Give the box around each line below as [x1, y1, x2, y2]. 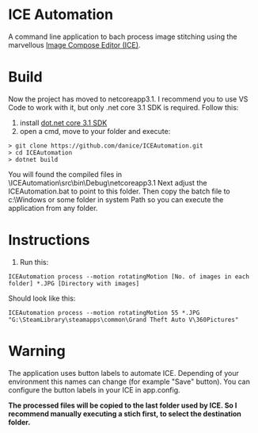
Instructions [8, 232, 90, 249]
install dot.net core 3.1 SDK [19, 117, 108, 128]
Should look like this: [8, 293, 76, 303]
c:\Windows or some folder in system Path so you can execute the [8, 194, 224, 204]
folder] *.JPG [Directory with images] [8, 279, 140, 287]
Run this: [19, 257, 49, 266]
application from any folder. [8, 203, 98, 213]
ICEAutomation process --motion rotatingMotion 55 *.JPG [8, 308, 200, 316]
